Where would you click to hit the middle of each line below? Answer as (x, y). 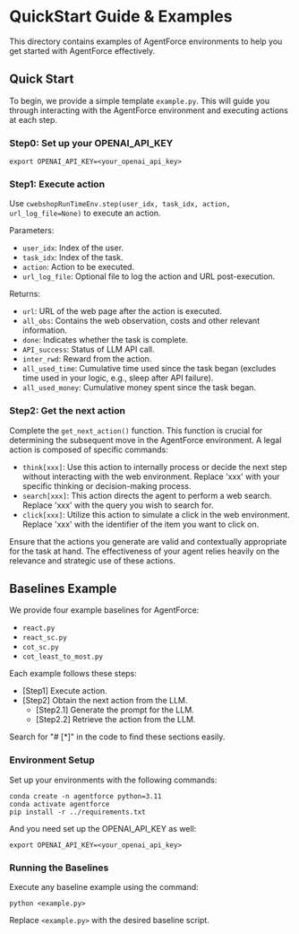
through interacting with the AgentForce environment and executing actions (149, 110)
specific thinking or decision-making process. (107, 485)
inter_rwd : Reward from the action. (87, 359)
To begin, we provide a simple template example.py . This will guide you (140, 100)
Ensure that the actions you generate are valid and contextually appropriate (148, 541)
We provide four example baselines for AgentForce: (104, 610)
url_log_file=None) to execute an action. (85, 214)
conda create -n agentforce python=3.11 (86, 796)
